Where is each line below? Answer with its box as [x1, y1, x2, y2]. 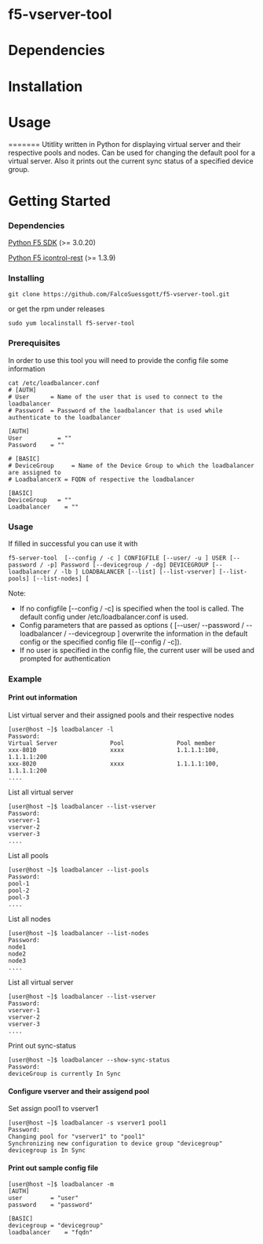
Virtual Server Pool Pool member [8, 739, 216, 747]
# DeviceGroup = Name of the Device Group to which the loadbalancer [8, 461, 255, 469]
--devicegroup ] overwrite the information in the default [68, 629, 248, 638]
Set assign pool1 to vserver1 [8, 1104, 99, 1114]
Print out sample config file [8, 1163, 99, 1172]
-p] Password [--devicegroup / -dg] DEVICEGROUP [46, 560, 210, 569]
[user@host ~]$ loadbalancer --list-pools [8, 866, 149, 874]
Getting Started [8, 192, 111, 210]
